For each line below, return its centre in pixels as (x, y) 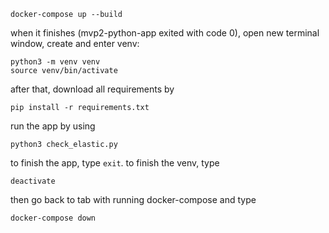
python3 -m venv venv (55, 62)
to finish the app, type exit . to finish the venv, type (115, 163)
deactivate (33, 181)
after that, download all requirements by (92, 89)
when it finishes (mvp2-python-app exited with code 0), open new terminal (165, 33)
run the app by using (53, 126)
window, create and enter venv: (75, 43)
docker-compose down (53, 218)
